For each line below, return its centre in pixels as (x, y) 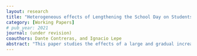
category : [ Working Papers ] (40, 22)
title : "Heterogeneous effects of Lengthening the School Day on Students (99, 17)
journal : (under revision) (39, 33)
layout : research (27, 11)
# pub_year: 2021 (27, 28)
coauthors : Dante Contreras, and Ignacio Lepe (64, 38)
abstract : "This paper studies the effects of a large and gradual (90, 44)
